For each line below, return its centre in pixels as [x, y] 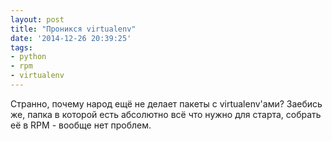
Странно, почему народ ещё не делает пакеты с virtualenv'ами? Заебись [166, 103]
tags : [21, 47]
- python [28, 57]
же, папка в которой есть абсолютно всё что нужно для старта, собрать [166, 114]
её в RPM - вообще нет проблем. [81, 125]
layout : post [37, 19]
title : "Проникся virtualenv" [73, 29]
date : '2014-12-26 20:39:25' [71, 38]
